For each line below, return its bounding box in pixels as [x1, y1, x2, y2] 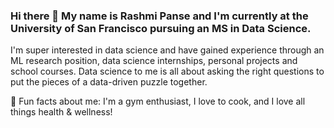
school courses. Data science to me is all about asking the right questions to [10, 65, 325, 78]
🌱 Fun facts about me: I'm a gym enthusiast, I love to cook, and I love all [10, 95, 306, 108]
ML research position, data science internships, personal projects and [10, 55, 298, 67]
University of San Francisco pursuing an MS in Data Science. [10, 21, 312, 35]
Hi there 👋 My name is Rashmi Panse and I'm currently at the [10, 9, 309, 23]
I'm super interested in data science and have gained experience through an [10, 44, 325, 56]
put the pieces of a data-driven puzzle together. [10, 76, 208, 88]
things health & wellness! [10, 106, 113, 118]
